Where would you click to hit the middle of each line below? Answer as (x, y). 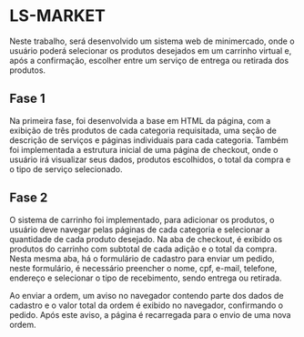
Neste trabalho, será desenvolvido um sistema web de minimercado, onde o (152, 41)
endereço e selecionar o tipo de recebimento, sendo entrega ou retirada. (146, 278)
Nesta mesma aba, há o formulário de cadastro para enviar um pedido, (142, 258)
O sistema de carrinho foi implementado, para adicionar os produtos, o (142, 220)
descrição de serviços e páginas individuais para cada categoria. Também (149, 140)
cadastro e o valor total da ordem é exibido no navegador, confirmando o (147, 305)
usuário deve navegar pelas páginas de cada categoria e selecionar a (140, 230)
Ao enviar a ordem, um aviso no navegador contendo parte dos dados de (147, 295)
